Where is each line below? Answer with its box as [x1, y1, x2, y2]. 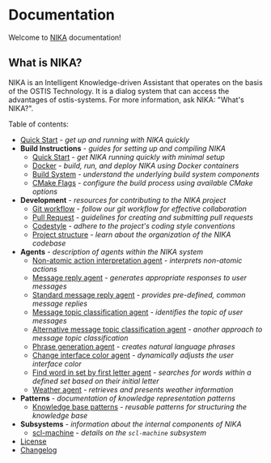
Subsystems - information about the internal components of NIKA [19, 419, 242, 429]
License [19, 436, 47, 446]
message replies [32, 298, 87, 308]
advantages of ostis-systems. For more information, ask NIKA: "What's [8, 95, 244, 105]
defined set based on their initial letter [32, 375, 159, 386]
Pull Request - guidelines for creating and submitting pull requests [32, 212, 253, 222]
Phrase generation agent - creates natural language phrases [32, 341, 236, 351]
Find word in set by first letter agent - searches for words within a [32, 367, 252, 377]
